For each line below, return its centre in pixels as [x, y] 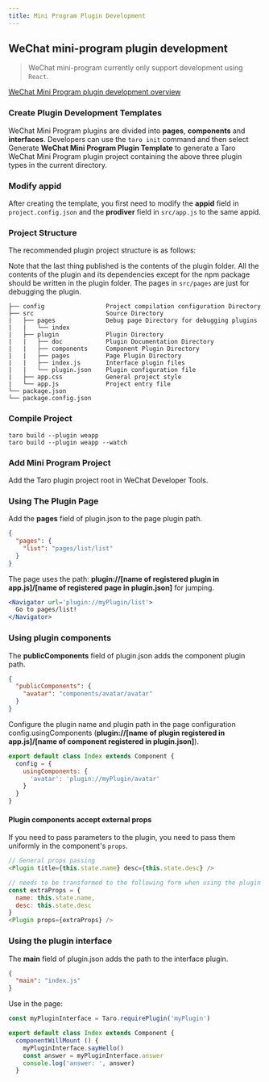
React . [38, 77]
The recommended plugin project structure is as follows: [102, 250]
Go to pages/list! [47, 610]
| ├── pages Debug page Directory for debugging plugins [133, 321]
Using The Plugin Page [54, 501]
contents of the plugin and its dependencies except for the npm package [129, 274]
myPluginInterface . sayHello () [74, 1048]
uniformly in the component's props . [68, 846]
